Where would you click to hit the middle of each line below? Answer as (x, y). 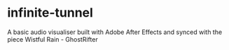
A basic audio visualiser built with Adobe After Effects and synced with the (115, 32)
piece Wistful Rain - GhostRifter (53, 39)
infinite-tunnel (50, 13)
